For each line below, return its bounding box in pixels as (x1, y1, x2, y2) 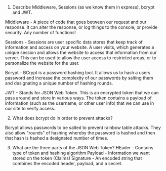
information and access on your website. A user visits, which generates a (5, 44, 154, 50)
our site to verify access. (5, 106, 56, 111)
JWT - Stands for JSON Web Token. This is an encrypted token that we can (5, 90, 159, 95)
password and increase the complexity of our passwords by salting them (5, 75, 153, 81)
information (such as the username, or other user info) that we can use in (5, 100, 154, 106)
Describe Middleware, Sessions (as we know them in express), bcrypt (12, 4, 155, 10)
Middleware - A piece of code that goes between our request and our (5, 19, 147, 25)
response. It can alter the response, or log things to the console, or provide (5, 24, 158, 30)
